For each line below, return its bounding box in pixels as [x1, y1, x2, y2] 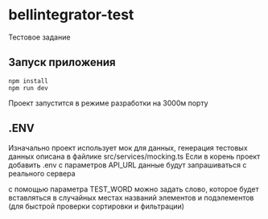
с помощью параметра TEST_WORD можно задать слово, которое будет [8, 184, 259, 194]
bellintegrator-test [8, 6, 134, 24]
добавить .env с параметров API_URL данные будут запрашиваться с [8, 159, 247, 170]
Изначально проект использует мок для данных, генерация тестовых [8, 143, 248, 152]
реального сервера [8, 168, 76, 178]
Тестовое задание [8, 32, 71, 42]
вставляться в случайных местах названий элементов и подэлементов [8, 192, 254, 202]
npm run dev [8, 84, 48, 92]
